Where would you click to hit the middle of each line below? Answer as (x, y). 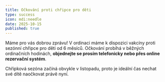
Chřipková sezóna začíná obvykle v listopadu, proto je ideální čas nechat (81, 69)
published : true (22, 29)
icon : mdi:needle (23, 19)
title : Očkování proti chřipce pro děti (48, 10)
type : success (20, 15)
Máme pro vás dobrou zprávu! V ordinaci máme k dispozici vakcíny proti (80, 43)
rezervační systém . (26, 59)
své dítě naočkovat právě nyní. (37, 74)
